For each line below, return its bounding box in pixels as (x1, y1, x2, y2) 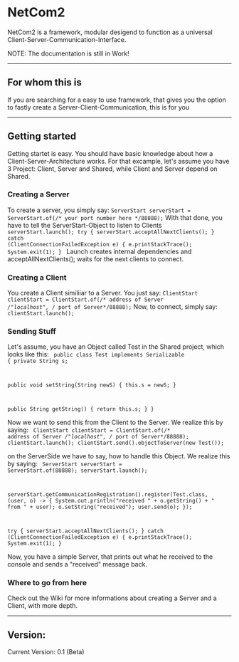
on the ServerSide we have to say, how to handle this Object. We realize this (7, 452, 230, 461)
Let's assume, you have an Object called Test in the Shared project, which (7, 342, 225, 351)
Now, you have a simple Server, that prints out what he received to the (7, 552, 213, 561)
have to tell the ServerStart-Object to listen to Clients (7, 221, 162, 229)
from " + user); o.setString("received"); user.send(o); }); (7, 503, 193, 511)
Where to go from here (7, 577, 87, 587)
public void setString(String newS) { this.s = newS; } (7, 382, 176, 389)
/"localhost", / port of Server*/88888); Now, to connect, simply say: (7, 303, 218, 311)
